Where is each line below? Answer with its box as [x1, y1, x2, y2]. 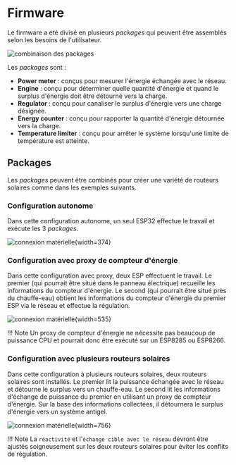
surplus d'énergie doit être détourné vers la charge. [17, 92, 168, 100]
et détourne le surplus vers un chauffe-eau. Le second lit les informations [7, 385, 221, 393]
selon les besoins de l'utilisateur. [7, 35, 102, 44]
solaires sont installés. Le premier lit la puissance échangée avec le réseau [7, 377, 224, 385]
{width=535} [75, 315, 112, 323]
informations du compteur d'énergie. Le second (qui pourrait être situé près [7, 287, 227, 295]
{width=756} [75, 421, 111, 429]
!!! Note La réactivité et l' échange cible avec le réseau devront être [7, 435, 209, 443]
